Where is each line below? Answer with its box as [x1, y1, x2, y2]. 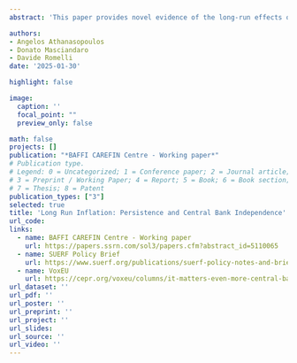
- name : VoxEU [17, 266, 69, 275]
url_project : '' [9, 315, 69, 324]
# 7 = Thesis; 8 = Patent [9, 183, 104, 193]
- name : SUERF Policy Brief [17, 250, 121, 259]
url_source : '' [9, 332, 65, 341]
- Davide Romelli [9, 54, 73, 63]
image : [9, 94, 34, 103]
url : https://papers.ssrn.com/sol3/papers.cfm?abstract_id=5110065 [25, 241, 278, 251]
